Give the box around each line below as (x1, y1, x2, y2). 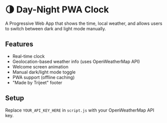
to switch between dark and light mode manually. (5, 25, 106, 31)
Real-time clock (12, 53, 45, 59)
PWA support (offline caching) (12, 74, 75, 80)
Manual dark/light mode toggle (12, 69, 76, 75)
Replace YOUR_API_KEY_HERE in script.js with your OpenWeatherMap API (5, 107, 155, 113)
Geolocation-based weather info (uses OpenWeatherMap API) (12, 59, 141, 64)
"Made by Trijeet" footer (12, 79, 62, 85)
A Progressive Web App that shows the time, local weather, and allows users (5, 20, 163, 26)
